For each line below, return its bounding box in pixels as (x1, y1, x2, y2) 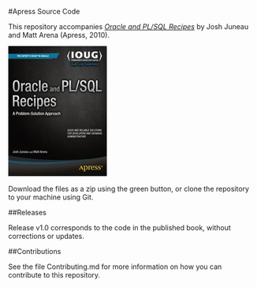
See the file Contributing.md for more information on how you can (8, 262, 222, 271)
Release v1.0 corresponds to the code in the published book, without (8, 223, 231, 232)
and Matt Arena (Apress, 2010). (8, 31, 110, 39)
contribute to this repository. (8, 270, 101, 279)
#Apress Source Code (8, 7, 80, 16)
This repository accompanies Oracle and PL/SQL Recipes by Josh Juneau (8, 22, 249, 31)
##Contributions (8, 247, 61, 255)
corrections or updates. (8, 232, 84, 240)
